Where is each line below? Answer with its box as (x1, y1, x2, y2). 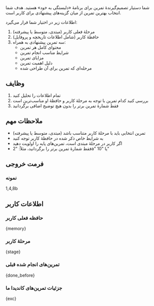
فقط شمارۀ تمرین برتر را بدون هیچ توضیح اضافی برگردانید (12, 103, 119, 109)
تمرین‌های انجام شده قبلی (5, 261, 60, 268)
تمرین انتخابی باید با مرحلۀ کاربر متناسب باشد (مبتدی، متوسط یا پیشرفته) (12, 130, 146, 136)
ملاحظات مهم (5, 117, 43, 125)
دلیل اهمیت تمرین (20, 60, 53, 66)
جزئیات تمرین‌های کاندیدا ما (5, 284, 63, 291)
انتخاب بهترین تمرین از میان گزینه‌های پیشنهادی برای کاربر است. (5, 10, 122, 16)
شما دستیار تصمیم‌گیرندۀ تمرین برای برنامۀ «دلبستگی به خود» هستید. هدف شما (5, 5, 150, 10)
